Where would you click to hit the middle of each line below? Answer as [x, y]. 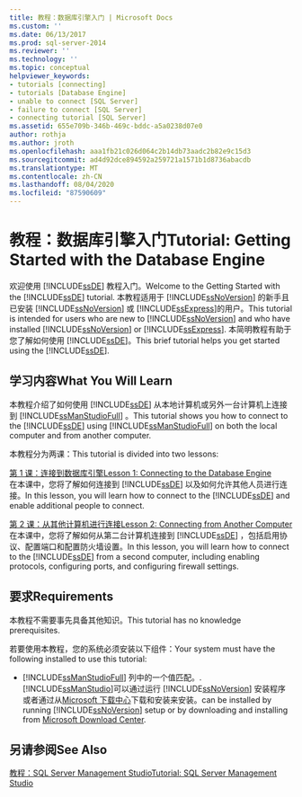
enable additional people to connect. [77, 505]
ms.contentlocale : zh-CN [56, 176]
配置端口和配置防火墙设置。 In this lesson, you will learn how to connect [157, 546]
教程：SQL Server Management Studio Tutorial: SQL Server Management [143, 773]
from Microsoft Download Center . [84, 719]
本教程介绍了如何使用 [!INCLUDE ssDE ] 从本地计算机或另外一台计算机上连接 [148, 404]
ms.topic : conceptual [50, 68]
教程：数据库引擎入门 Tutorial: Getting [150, 240]
